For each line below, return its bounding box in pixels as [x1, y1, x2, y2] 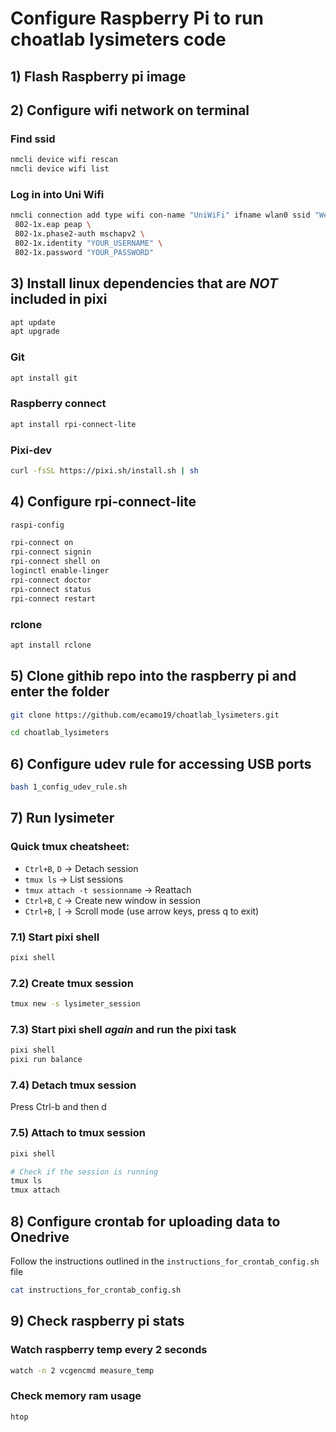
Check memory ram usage [10, 1389, 142, 1403]
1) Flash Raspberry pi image [10, 68, 187, 85]
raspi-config [10, 520, 65, 530]
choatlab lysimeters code [10, 28, 227, 51]
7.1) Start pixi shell [10, 930, 100, 944]
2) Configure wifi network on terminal [10, 102, 250, 119]
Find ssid [10, 132, 56, 146]
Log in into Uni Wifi [10, 187, 105, 201]
